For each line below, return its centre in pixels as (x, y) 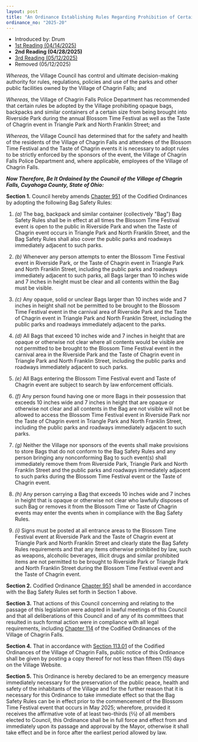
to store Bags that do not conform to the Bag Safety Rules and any (95, 452)
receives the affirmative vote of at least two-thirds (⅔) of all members (91, 714)
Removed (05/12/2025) (43, 64)
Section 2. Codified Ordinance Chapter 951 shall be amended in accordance (99, 586)
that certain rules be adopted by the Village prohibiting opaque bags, (90, 106)
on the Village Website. (34, 665)
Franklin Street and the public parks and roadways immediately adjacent (102, 470)
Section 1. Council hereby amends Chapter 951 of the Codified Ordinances (97, 196)
